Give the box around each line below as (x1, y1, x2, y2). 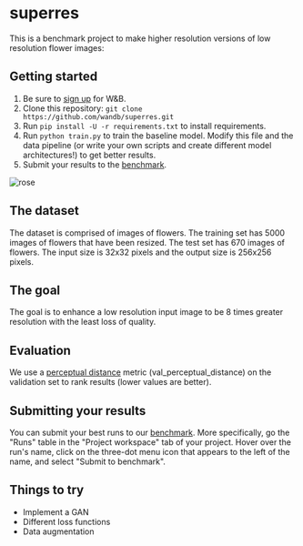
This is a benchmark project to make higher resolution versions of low (9, 33, 271, 44)
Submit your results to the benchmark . (22, 158, 167, 170)
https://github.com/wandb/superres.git (22, 112, 175, 121)
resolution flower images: (9, 42, 105, 53)
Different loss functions (22, 516, 111, 527)
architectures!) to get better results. (22, 149, 157, 160)
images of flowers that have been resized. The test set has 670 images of (9, 237, 285, 248)
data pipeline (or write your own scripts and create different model (22, 139, 272, 150)
